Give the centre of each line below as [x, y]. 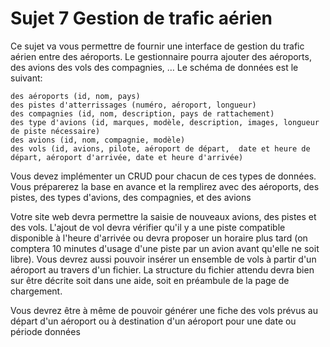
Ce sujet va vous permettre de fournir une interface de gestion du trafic [157, 46]
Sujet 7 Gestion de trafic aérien [141, 18]
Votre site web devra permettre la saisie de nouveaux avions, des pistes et [163, 216]
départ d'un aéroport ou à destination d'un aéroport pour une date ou [153, 321]
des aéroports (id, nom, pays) [75, 96]
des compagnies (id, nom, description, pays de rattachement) [142, 113]
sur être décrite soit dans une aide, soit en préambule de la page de [150, 280]
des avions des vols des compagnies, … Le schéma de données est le [154, 67]
